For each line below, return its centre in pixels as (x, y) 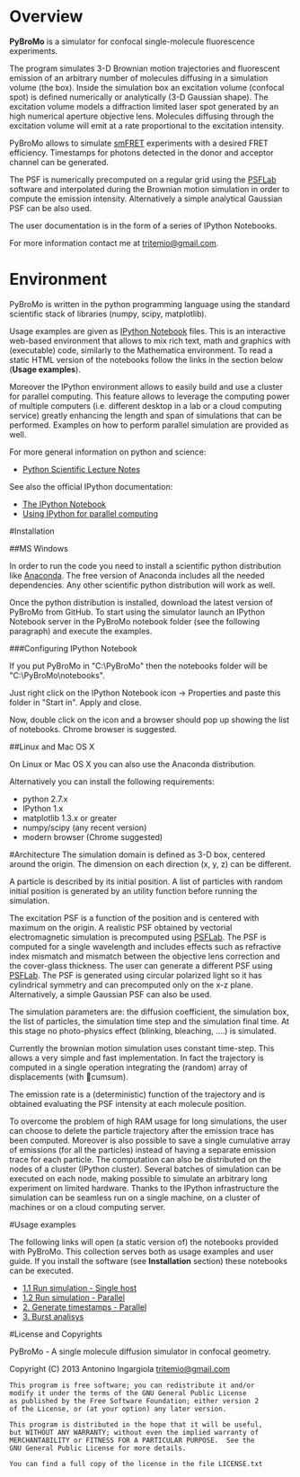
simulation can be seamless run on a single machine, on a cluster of (135, 1198)
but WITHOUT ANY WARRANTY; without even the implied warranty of (134, 1432)
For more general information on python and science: (108, 452)
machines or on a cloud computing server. (88, 1207)
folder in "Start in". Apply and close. (75, 702)
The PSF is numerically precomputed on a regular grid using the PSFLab (143, 179)
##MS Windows (39, 548)
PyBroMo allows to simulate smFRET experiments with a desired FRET (139, 143)
